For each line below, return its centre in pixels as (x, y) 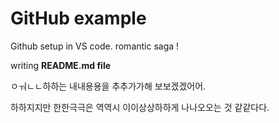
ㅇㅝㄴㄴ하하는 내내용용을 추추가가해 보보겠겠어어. (108, 86)
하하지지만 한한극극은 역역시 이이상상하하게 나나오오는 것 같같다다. (140, 107)
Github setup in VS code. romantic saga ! (95, 46)
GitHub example (78, 18)
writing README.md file (61, 65)
